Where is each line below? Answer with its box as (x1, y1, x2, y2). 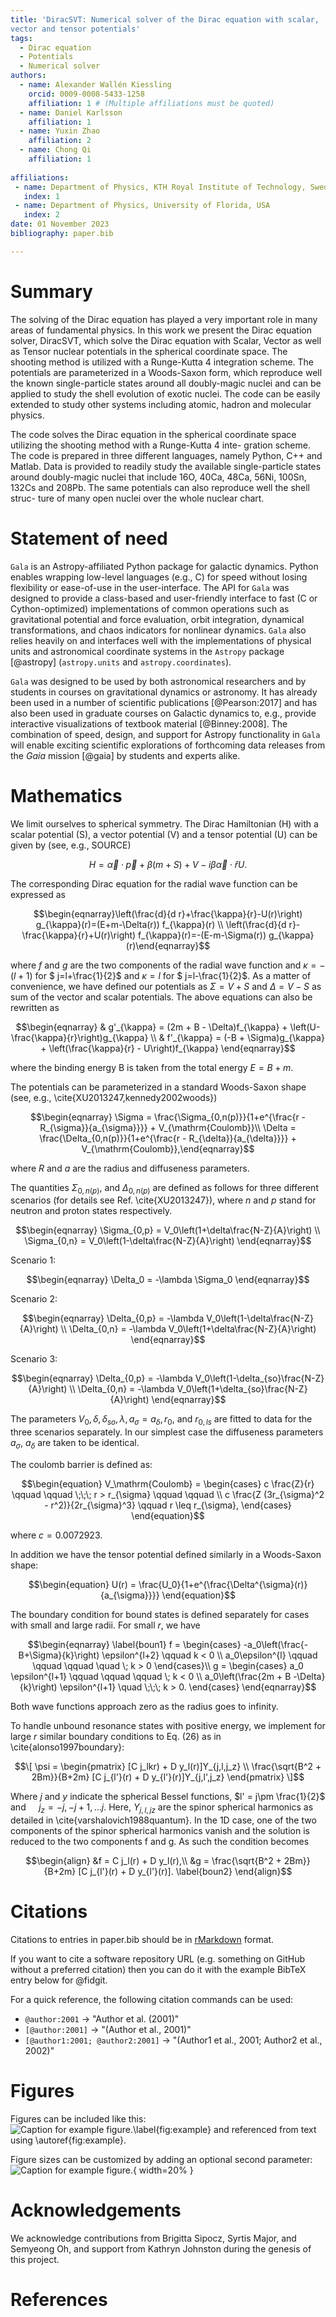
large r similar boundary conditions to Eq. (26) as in (10, 1730, 222, 1742)
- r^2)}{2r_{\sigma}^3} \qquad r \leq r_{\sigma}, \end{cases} (44, 1499, 292, 1511)
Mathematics (10, 784, 123, 807)
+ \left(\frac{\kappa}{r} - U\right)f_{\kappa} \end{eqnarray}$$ (40, 1042, 296, 1054)
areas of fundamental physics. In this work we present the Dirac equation (10, 324, 312, 336)
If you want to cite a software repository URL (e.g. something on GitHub (10, 1952, 306, 1965)
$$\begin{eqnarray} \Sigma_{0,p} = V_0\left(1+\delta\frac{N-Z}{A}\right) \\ (15, 1224, 321, 1236)
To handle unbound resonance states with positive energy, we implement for (10, 1719, 326, 1731)
